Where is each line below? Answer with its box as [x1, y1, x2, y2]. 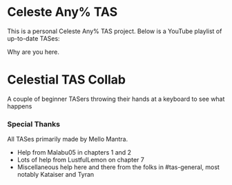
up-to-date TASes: [7, 34, 60, 42]
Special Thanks [7, 119, 61, 128]
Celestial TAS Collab [7, 72, 126, 88]
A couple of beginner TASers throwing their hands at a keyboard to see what [7, 95, 225, 103]
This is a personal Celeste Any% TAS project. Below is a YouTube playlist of [7, 27, 222, 35]
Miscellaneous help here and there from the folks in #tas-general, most [17, 163, 220, 171]
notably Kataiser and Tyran [17, 171, 95, 179]
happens [7, 101, 32, 110]
